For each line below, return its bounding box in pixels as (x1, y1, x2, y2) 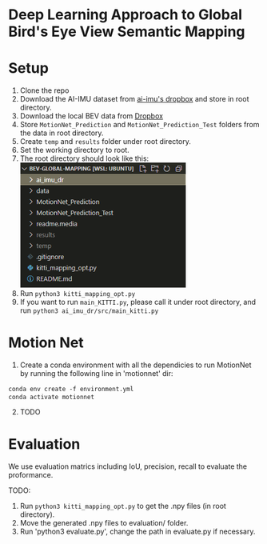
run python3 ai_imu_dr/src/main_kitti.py (19, 306, 159, 315)
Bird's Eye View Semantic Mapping (8, 22, 245, 41)
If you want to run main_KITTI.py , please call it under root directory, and (19, 298, 257, 307)
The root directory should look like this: (19, 154, 149, 163)
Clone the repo (19, 86, 70, 95)
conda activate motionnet (8, 394, 94, 402)
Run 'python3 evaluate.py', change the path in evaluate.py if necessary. (19, 526, 256, 536)
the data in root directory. (19, 128, 104, 138)
